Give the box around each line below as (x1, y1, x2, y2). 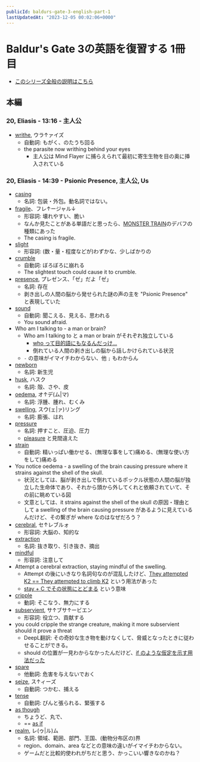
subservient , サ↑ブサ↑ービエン (14, 606, 93, 614)
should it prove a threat (14, 627, 72, 634)
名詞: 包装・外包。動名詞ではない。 (23, 198, 111, 205)
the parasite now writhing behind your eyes (23, 146, 131, 153)
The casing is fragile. (23, 234, 76, 241)
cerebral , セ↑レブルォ (14, 521, 69, 528)
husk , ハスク (14, 376, 46, 383)
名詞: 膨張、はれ (23, 413, 64, 421)
